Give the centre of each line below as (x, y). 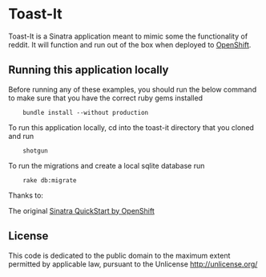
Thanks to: (26, 195)
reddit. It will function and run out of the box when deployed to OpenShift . (130, 44)
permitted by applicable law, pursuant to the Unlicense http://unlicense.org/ (133, 264)
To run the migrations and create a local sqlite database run (107, 165)
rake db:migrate (50, 180)
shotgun (35, 151)
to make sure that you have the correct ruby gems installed (105, 98)
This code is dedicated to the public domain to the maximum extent (119, 255)
